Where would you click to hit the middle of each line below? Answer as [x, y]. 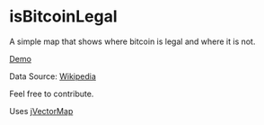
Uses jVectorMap [41, 111]
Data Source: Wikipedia [53, 76]
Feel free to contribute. [52, 94]
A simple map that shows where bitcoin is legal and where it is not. [132, 41]
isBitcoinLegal [64, 17]
